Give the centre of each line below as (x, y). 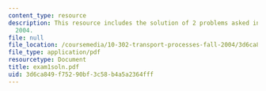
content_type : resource (47, 15)
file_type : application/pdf (55, 52)
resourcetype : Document (47, 60)
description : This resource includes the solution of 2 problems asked (129, 23)
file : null (26, 38)
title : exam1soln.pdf (44, 67)
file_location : (33, 45)
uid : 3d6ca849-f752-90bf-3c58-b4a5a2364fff (81, 74)
